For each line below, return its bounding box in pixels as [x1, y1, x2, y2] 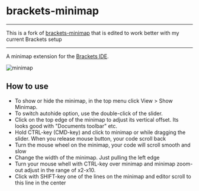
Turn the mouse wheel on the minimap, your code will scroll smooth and [14, 141, 191, 148]
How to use [6, 81, 49, 91]
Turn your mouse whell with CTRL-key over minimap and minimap [14, 160, 176, 167]
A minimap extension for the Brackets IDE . [6, 52, 109, 60]
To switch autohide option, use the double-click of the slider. [14, 110, 163, 117]
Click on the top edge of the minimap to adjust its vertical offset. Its [14, 116, 179, 123]
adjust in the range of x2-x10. [24, 166, 96, 173]
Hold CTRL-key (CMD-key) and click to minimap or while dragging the [14, 129, 186, 136]
